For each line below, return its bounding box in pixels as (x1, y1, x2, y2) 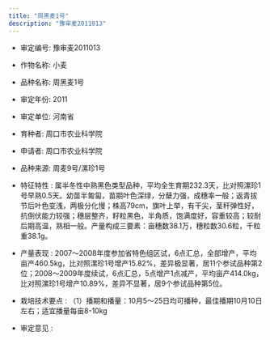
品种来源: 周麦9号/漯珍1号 (19, 163, 106, 172)
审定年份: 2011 (19, 94, 68, 104)
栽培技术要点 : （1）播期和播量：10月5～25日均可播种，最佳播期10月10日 (19, 295, 263, 305)
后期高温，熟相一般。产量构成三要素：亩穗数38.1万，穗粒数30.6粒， (19, 220, 247, 231)
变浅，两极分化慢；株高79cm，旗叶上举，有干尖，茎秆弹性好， (48, 200, 259, 210)
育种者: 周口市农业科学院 (19, 129, 103, 138)
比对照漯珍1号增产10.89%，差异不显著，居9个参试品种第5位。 (19, 278, 227, 288)
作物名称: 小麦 (19, 60, 67, 70)
